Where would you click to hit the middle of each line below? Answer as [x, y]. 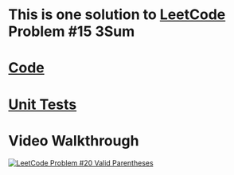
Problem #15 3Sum [72, 31]
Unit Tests [43, 104]
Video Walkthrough [74, 140]
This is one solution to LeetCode [117, 15]
